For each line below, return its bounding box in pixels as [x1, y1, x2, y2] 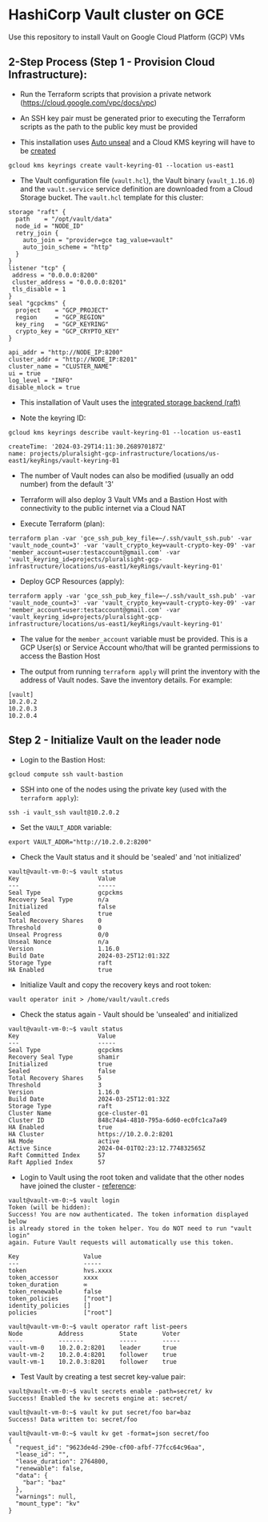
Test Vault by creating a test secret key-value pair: [19, 1371, 186, 1381]
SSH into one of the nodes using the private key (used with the [19, 784, 227, 794]
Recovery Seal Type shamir [8, 1053, 120, 1061]
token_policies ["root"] [8, 1294, 113, 1302]
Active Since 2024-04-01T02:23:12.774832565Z [8, 1144, 206, 1152]
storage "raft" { [8, 208, 66, 216]
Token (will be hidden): [8, 1203, 91, 1212]
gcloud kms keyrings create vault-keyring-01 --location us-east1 [8, 161, 234, 169]
